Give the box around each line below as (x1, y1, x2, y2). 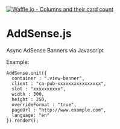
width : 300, (11, 91, 45, 97)
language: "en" (11, 112, 50, 118)
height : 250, (11, 96, 47, 102)
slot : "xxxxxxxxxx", (11, 86, 66, 92)
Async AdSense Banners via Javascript (6, 46, 104, 54)
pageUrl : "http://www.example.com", (11, 107, 107, 113)
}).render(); (6, 118, 39, 124)
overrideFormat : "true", (11, 101, 77, 108)
